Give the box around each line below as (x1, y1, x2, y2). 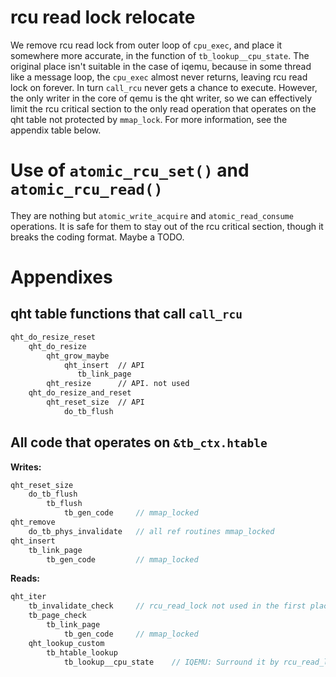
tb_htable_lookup (46, 647, 118, 658)
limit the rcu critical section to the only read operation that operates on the (10, 102, 317, 115)
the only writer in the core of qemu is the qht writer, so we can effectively (10, 92, 313, 104)
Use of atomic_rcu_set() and (10, 159, 250, 182)
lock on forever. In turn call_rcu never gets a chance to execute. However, (10, 81, 318, 93)
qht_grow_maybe (46, 351, 110, 361)
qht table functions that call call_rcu (10, 306, 243, 323)
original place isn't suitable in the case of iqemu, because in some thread (10, 60, 312, 72)
